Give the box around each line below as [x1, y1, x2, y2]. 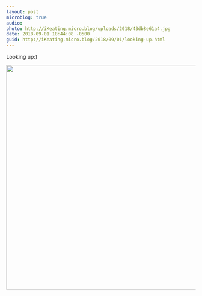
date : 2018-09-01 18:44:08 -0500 [6, 31, 90, 37]
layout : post [6, 8, 39, 15]
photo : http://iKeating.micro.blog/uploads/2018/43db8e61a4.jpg [6, 25, 171, 32]
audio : [6, 20, 23, 26]
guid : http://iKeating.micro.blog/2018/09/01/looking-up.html [6, 37, 165, 43]
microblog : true [6, 14, 47, 20]
